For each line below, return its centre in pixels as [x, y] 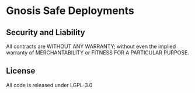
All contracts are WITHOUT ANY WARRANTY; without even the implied [91, 46]
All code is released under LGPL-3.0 [49, 85]
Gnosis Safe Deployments [70, 11]
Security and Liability [46, 32]
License [21, 71]
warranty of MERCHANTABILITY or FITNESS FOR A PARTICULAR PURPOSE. [98, 53]
